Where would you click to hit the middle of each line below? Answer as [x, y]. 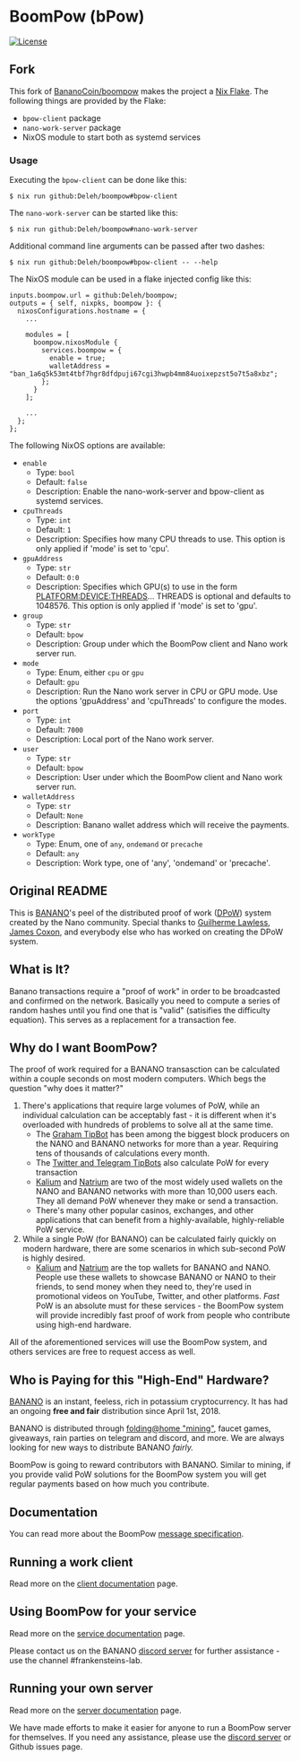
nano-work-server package [72, 127]
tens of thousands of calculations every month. [123, 1153]
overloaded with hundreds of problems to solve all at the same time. [148, 1125]
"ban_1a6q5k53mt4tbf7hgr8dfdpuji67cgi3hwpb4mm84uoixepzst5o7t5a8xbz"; [144, 374]
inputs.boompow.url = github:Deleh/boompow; [94, 296]
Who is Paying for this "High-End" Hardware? [139, 1379]
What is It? [39, 970]
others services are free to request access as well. [103, 1352]
